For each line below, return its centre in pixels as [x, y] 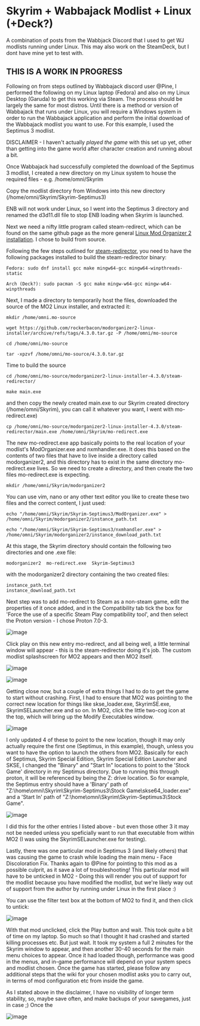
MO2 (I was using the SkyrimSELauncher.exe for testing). [76, 839]
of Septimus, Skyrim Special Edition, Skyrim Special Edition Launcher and [96, 759]
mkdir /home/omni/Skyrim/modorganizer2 [56, 485]
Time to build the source [36, 365]
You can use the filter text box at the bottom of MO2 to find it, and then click [100, 900]
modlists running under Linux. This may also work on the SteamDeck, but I [98, 47]
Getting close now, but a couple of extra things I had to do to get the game [98, 691]
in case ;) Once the [30, 1004]
